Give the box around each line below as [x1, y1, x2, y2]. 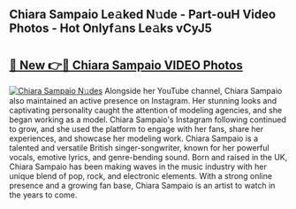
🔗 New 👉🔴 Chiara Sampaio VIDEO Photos [9, 58, 243, 73]
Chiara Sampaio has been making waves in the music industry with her [9, 161, 267, 172]
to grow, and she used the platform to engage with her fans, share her [9, 124, 264, 134]
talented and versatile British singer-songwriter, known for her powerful [9, 143, 269, 153]
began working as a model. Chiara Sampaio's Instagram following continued [9, 114, 287, 125]
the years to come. [9, 190, 78, 200]
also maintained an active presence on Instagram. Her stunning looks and [9, 96, 277, 105]
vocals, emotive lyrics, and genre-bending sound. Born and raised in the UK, [9, 152, 288, 162]
